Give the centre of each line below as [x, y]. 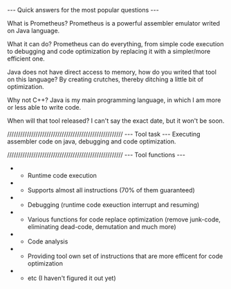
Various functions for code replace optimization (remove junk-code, [124, 219]
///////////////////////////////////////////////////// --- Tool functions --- [96, 155]
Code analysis [48, 241]
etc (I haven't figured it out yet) [72, 278]
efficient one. [26, 59]
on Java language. [34, 31]
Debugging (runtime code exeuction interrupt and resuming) [113, 205]
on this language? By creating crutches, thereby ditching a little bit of [105, 79]
